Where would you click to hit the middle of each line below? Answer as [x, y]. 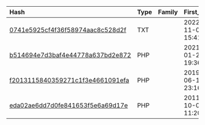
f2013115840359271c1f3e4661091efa [69, 80]
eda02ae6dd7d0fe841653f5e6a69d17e [69, 105]
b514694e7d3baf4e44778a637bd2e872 [70, 55]
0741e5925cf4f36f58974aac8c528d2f [68, 30]
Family [168, 12]
